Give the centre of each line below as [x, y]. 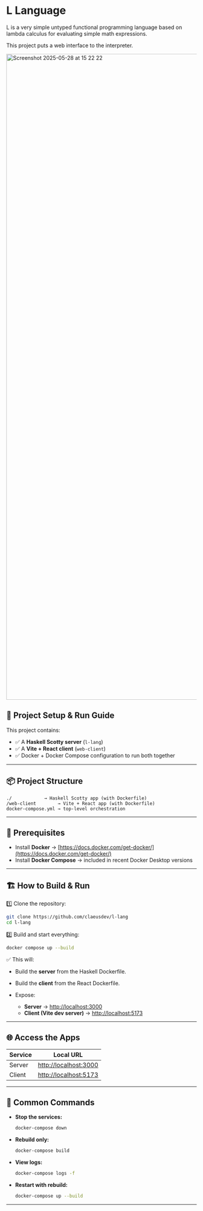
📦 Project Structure [45, 781]
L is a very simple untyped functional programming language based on [94, 27]
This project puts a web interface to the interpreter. [70, 45]
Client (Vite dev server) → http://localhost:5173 [83, 1013]
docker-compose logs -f [45, 1174]
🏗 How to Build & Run [48, 886]
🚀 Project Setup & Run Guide [60, 716]
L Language [36, 11]
